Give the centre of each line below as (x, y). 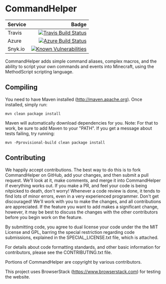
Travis (15, 33)
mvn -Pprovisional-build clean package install (55, 142)
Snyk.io (16, 49)
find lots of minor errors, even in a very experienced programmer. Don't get (82, 196)
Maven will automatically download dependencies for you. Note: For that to (82, 123)
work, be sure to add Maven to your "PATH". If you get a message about (79, 128)
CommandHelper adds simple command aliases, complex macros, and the (81, 61)
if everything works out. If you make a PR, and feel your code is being (76, 185)
